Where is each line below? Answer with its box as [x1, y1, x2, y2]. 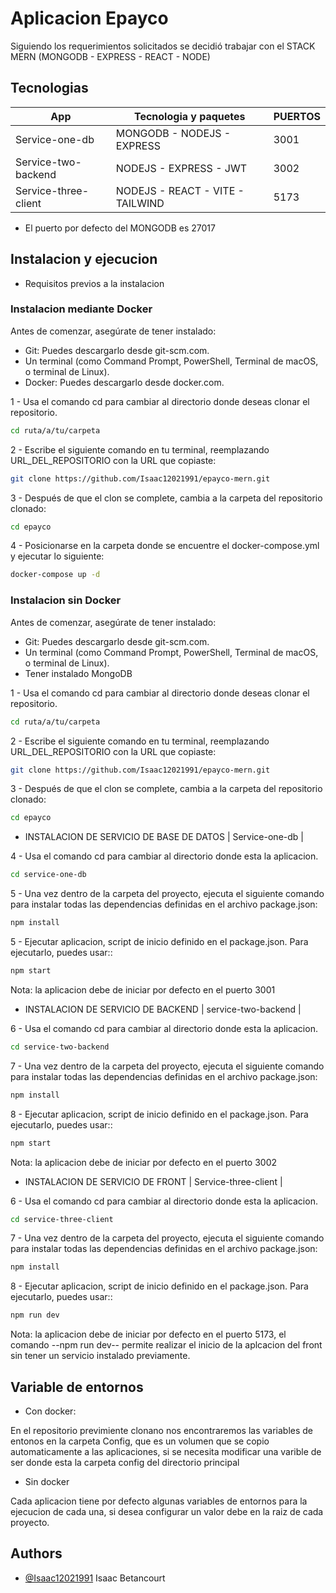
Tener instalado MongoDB [24, 667, 133, 679]
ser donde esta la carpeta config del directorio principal [10, 1456, 240, 1468]
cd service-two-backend [10, 1042, 110, 1052]
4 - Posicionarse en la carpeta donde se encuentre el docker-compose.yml [10, 540, 320, 552]
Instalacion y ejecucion [10, 251, 158, 268]
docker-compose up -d [10, 570, 101, 580]
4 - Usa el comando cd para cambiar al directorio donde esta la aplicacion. [10, 850, 319, 862]
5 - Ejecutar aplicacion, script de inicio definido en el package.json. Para [10, 936, 309, 948]
